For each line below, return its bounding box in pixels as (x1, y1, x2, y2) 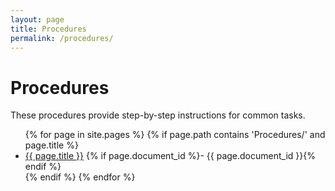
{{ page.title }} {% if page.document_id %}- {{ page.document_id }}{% (24, 150, 316, 162)
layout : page (10, 14, 65, 25)
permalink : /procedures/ (10, 33, 114, 43)
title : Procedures (10, 24, 87, 34)
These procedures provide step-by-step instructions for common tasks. (10, 109, 306, 121)
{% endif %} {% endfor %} (24, 171, 136, 183)
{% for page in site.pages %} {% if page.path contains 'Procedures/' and (24, 129, 326, 141)
